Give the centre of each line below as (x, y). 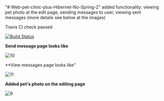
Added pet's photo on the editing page (45, 84)
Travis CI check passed (29, 27)
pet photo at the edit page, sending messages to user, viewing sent (73, 12)
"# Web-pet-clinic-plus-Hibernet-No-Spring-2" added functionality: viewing (82, 7)
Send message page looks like (37, 46)
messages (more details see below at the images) (55, 17)
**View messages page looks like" (41, 65)
